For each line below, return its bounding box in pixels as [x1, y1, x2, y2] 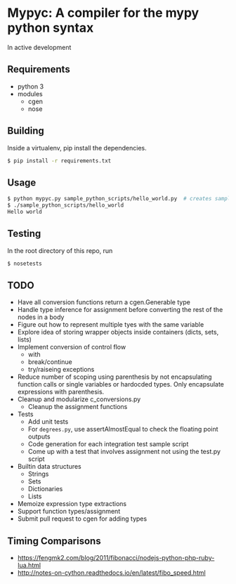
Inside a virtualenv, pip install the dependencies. [7, 143, 147, 152]
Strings [27, 469, 49, 479]
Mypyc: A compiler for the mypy [7, 5, 199, 21]
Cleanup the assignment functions [27, 403, 128, 411]
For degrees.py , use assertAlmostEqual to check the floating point [27, 425, 218, 434]
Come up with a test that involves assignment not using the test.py [27, 448, 221, 456]
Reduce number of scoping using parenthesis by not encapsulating [17, 372, 212, 381]
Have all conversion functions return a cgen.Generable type [17, 298, 191, 306]
